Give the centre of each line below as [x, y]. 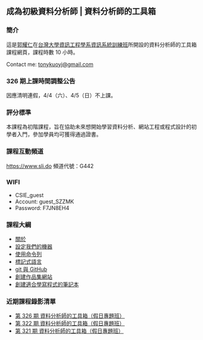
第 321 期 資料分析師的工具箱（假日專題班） [69, 331]
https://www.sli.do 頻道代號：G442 [50, 166]
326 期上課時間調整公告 [41, 81]
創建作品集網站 [34, 277]
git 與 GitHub [31, 269]
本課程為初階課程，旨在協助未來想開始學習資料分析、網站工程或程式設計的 [99, 127]
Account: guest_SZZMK [44, 201]
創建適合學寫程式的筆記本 [47, 284]
